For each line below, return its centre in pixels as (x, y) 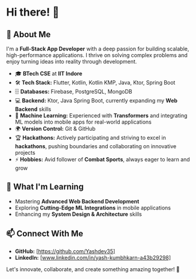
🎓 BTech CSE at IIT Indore (49, 73)
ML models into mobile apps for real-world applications (83, 122)
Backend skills (33, 109)
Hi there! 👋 (33, 12)
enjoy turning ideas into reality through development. (72, 61)
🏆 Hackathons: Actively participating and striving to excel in (90, 138)
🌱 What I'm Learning (45, 187)
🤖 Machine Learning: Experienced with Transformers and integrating (101, 115)
